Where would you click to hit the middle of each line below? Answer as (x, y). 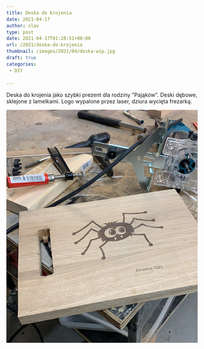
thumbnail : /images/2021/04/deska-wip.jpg (61, 52)
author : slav (23, 26)
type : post (20, 32)
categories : (21, 64)
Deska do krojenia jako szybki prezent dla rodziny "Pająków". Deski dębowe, (102, 95)
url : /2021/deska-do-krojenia (45, 45)
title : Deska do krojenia (39, 13)
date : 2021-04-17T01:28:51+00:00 (49, 39)
